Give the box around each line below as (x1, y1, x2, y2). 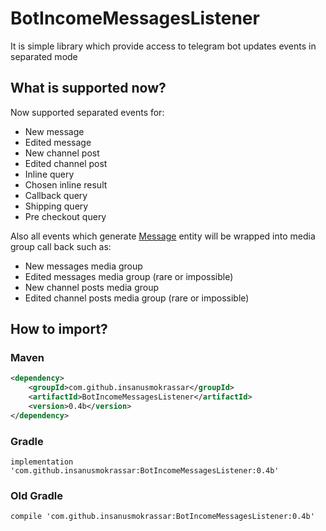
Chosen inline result (24, 178, 108, 191)
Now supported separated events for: (10, 106, 165, 118)
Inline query (24, 168, 75, 180)
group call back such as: (10, 240, 112, 252)
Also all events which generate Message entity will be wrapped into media (10, 230, 316, 242)
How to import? (10, 321, 108, 338)
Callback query (24, 189, 88, 201)
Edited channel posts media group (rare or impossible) (24, 292, 250, 304)
